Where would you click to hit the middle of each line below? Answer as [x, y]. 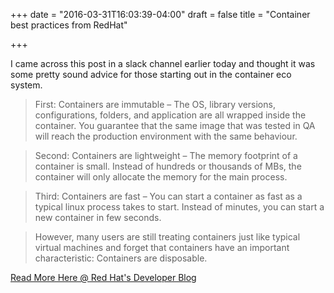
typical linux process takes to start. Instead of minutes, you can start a [179, 207]
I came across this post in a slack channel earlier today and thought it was [163, 63]
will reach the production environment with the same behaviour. [166, 136]
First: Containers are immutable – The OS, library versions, [155, 104]
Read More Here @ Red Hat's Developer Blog [103, 277]
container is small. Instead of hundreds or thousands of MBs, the [168, 166]
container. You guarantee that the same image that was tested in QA [175, 125]
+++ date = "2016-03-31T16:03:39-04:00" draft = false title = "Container [160, 14]
